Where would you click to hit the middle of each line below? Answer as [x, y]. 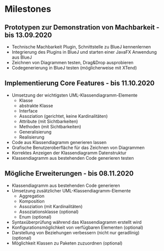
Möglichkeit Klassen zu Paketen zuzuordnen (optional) [67, 243]
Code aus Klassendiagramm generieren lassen [59, 142]
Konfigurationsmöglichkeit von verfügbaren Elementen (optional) [77, 227]
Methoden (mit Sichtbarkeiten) [50, 126]
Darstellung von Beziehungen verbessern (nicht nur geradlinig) [76, 232]
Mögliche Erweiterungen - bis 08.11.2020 [69, 174]
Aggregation [32, 196]
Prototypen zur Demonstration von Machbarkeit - [82, 27]
